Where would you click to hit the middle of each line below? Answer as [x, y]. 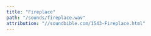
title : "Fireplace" [31, 12]
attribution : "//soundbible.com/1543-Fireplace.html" [76, 23]
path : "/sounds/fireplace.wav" [46, 18]
